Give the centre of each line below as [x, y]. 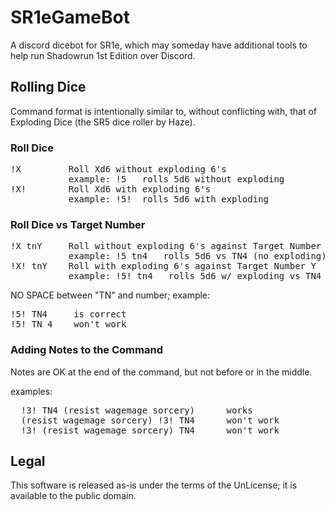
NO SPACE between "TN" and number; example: [110, 295]
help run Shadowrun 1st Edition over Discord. [103, 55]
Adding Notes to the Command [86, 350]
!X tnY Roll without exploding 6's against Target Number [166, 246]
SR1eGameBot [70, 17]
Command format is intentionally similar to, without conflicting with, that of [163, 111]
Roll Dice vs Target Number [78, 224]
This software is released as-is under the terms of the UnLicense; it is [154, 485]
